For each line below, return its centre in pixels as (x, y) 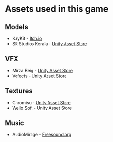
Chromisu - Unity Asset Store (41, 102)
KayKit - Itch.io (27, 38)
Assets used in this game (57, 9)
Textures (19, 91)
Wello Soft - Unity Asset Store (42, 108)
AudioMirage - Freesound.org (42, 135)
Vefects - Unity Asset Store (39, 76)
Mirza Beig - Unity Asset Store (42, 70)
